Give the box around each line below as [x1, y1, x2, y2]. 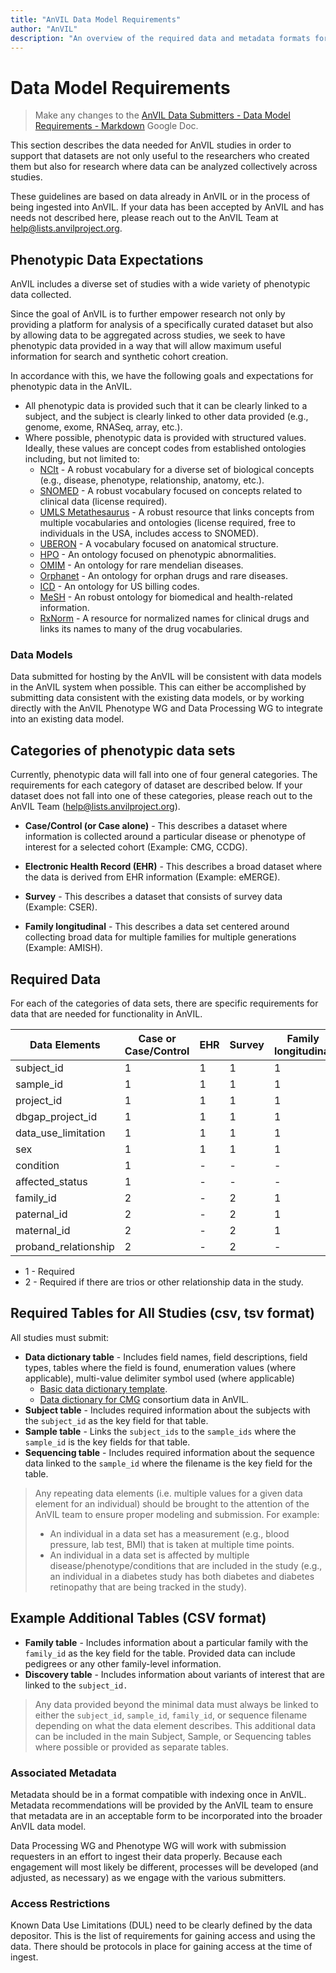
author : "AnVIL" [10, 24, 78, 34]
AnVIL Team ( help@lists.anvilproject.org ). [10, 801, 181, 813]
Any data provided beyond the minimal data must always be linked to [34, 1698, 319, 1710]
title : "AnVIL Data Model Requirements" [10, 14, 182, 25]
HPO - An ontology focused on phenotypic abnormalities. [39, 549, 277, 561]
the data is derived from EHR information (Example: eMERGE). [24, 871, 281, 883]
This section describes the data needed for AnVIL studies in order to [10, 139, 292, 151]
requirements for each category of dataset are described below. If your [10, 779, 303, 791]
